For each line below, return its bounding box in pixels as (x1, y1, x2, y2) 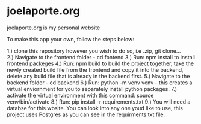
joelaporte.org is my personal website (7, 24, 100, 31)
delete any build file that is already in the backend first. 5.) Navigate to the (7, 72, 190, 80)
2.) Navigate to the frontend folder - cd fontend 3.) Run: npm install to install (7, 53, 195, 61)
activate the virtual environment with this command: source (7, 92, 154, 99)
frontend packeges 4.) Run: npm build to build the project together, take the (7, 60, 194, 67)
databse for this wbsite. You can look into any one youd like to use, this (7, 104, 183, 111)
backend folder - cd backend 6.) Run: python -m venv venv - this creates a (7, 79, 193, 86)
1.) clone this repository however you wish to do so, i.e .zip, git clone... (7, 47, 181, 55)
